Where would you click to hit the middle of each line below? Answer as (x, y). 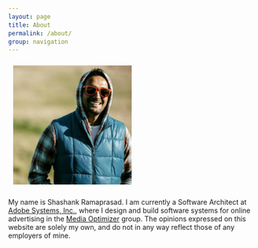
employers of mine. (39, 235)
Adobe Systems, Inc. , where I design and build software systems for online (129, 211)
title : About (29, 25)
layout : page (29, 17)
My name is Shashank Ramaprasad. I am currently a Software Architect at (127, 202)
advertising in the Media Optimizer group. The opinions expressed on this (127, 219)
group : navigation (38, 42)
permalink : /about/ (40, 33)
